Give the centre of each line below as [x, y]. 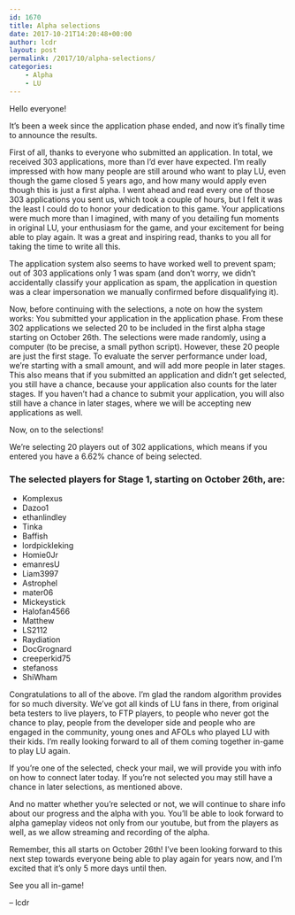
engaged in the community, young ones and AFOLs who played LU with [140, 732]
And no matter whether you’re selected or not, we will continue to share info [147, 803]
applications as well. [46, 412]
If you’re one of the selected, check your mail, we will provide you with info [145, 768]
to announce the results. [53, 135]
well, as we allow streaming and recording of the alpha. [110, 832]
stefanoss [40, 667]
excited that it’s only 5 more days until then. [88, 868]
